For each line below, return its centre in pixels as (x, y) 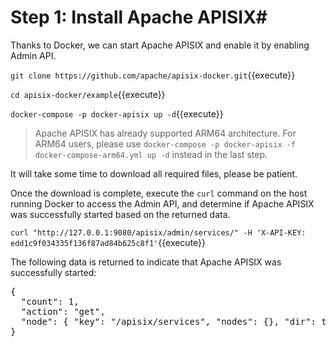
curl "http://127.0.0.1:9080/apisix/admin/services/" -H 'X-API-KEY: (158, 232)
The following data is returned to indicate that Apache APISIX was (146, 262)
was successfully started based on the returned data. (120, 214)
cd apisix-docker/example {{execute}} (88, 94)
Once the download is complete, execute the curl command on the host (159, 193)
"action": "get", (63, 311)
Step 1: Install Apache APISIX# (139, 17)
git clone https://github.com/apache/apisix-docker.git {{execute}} (153, 75)
